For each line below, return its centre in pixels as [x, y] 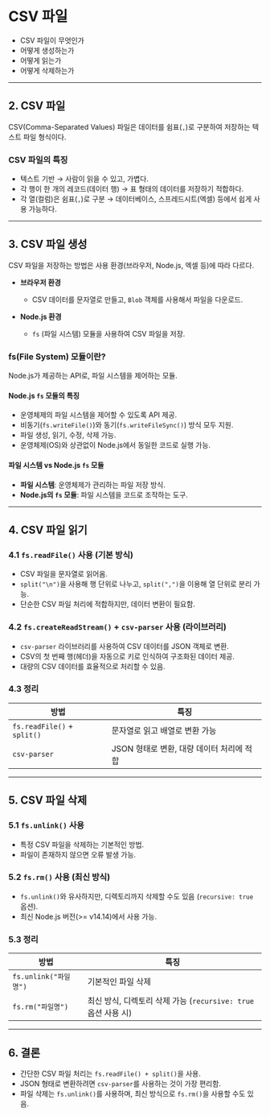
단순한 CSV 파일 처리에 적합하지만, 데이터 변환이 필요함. [107, 604]
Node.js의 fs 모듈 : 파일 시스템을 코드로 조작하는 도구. [104, 494]
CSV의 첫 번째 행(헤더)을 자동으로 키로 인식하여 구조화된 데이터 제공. [127, 656]
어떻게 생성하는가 [47, 50]
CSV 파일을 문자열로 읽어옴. [64, 574]
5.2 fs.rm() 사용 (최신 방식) [59, 877]
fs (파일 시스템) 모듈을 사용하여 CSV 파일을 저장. [108, 333]
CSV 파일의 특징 [38, 159]
